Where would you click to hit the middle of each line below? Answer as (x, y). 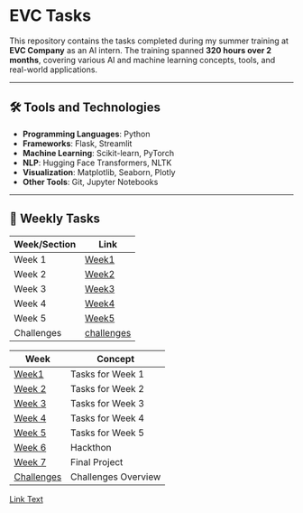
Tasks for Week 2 (107, 388)
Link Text (26, 499)
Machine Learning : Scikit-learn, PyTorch (98, 153)
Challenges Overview (116, 477)
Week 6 (30, 447)
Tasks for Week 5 (107, 433)
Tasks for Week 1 (107, 374)
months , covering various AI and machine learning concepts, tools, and (142, 60)
